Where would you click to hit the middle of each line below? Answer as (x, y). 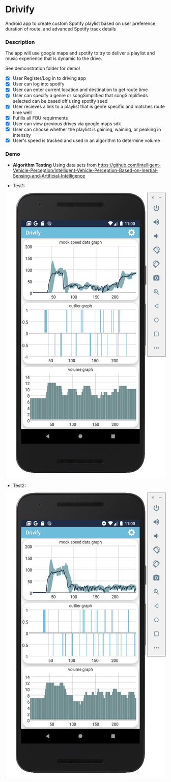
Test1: (19, 186)
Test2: (19, 486)
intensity (22, 135)
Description (20, 42)
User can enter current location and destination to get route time (80, 90)
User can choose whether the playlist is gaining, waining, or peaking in (87, 129)
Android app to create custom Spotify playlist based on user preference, (81, 23)
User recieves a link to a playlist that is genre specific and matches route (89, 107)
